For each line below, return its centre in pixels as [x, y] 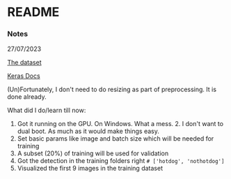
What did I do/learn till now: [47, 110]
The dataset [24, 63]
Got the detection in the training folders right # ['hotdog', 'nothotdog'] [121, 161]
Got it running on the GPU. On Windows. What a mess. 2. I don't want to [120, 124]
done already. [27, 97]
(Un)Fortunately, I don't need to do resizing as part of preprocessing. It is [112, 89]
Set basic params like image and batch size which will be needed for [115, 139]
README [33, 12]
